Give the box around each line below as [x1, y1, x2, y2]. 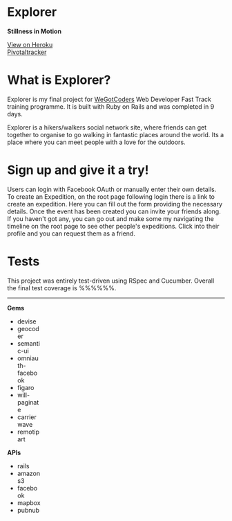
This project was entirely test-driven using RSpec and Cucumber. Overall [7, 276, 215, 285]
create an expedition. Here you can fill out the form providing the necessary [7, 200, 223, 208]
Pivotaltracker [7, 48, 47, 56]
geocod [17, 324, 39, 333]
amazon [17, 469, 40, 477]
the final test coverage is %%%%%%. [7, 283, 117, 292]
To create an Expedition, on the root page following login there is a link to [7, 192, 215, 201]
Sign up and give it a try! [7, 162, 150, 178]
